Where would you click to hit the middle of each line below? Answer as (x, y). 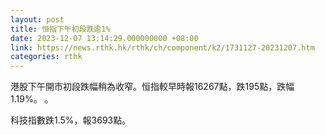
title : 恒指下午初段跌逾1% (60, 29)
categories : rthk (46, 57)
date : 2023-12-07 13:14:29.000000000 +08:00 (104, 38)
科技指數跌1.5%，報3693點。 (71, 120)
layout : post (37, 19)
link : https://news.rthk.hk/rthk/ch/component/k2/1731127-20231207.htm (162, 47)
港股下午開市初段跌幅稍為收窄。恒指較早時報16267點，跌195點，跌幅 (152, 87)
